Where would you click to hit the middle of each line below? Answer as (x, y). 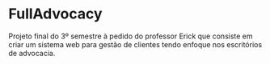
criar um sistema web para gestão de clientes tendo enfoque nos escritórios (135, 44)
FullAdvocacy (55, 14)
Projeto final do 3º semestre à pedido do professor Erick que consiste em (131, 36)
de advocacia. (32, 53)
